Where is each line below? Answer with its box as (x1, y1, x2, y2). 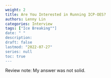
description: (5, 35, 32, 40)
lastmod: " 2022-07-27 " (5, 44, 52, 49)
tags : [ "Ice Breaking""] (5, 26, 57, 31)
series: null (5, 49, 32, 54)
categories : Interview (5, 21, 52, 26)
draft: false (5, 40, 32, 45)
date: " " (5, 30, 26, 35)
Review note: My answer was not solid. (5, 67, 86, 73)
